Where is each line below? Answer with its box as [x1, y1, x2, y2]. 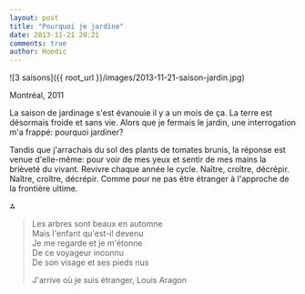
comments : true [9, 38, 67, 48]
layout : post [9, 13, 59, 23]
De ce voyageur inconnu [31, 248, 125, 259]
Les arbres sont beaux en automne [31, 218, 163, 229]
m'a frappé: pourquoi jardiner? [9, 127, 124, 137]
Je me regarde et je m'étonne [31, 238, 143, 248]
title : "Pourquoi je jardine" [9, 22, 125, 31]
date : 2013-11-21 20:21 [9, 30, 100, 39]
